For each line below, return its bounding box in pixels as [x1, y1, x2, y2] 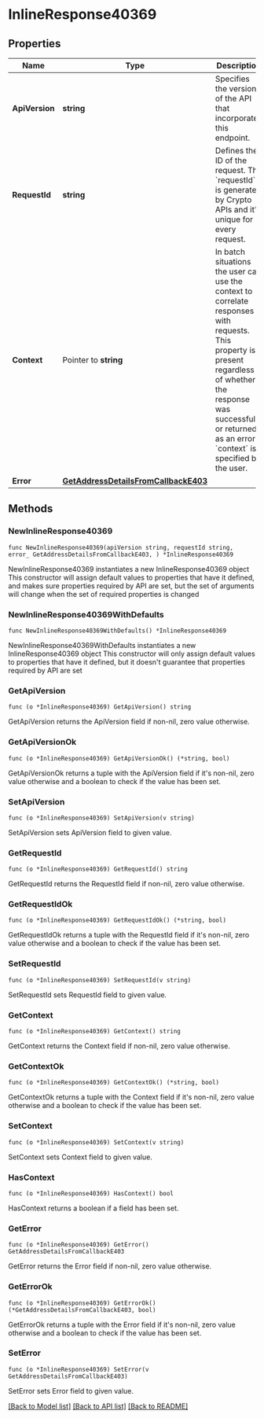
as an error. [214, 433, 258, 444]
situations [214, 256, 251, 267]
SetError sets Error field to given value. [8, 1386, 134, 1395]
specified [214, 453, 250, 463]
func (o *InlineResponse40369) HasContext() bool [8, 1189, 174, 1197]
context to [214, 285, 253, 296]
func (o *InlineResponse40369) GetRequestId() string [8, 865, 189, 874]
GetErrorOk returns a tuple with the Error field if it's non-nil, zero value [8, 1320, 236, 1329]
